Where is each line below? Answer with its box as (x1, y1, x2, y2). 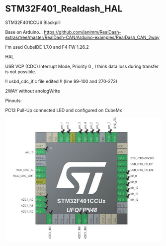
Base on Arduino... (5, 29, 43, 35)
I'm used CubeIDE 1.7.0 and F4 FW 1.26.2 (5, 44, 89, 50)
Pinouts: (5, 98, 22, 104)
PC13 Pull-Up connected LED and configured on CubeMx (5, 107, 122, 113)
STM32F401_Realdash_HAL (5, 3, 123, 14)
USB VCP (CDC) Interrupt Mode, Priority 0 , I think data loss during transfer (5, 63, 159, 69)
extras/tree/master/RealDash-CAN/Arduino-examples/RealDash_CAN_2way (5, 34, 160, 40)
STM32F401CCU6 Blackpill (5, 19, 61, 25)
